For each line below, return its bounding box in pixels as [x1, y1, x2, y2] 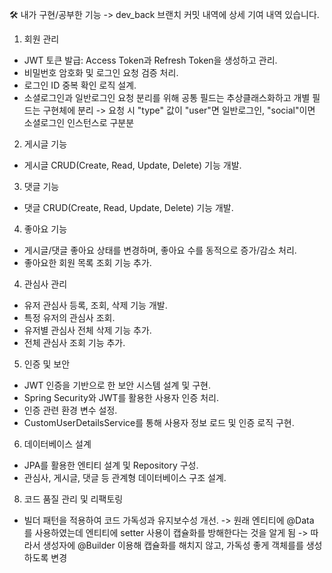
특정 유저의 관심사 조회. [23, 312, 116, 323]
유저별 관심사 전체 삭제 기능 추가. [23, 324, 152, 336]
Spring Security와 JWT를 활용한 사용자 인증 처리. [23, 392, 219, 403]
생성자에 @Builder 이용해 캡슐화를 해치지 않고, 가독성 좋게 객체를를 [42, 539, 304, 551]
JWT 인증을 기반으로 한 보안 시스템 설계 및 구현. [23, 379, 211, 391]
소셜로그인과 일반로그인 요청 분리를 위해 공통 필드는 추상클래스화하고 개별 [23, 92, 311, 103]
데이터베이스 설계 [23, 438, 92, 450]
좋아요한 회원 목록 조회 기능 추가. [23, 257, 152, 268]
